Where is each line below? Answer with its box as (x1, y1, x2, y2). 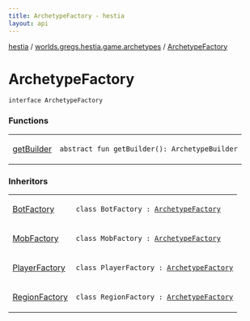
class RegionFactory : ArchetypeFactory (75, 293, 234, 302)
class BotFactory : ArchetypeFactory (75, 205, 221, 214)
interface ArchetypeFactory (8, 96, 104, 105)
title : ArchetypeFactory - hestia (8, 11, 125, 20)
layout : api (8, 19, 49, 27)
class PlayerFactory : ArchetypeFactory (75, 264, 234, 272)
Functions (8, 115, 49, 126)
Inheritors (8, 175, 49, 187)
